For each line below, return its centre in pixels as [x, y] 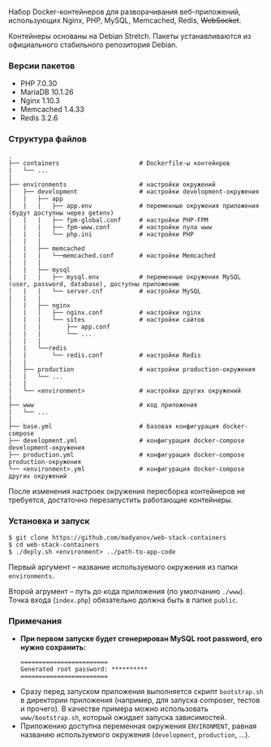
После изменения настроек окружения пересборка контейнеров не [127, 491]
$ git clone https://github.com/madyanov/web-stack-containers [118, 537]
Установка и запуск [49, 521]
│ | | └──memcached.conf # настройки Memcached [112, 255]
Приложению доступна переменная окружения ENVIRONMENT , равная [138, 726]
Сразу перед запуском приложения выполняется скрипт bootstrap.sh [142, 692]
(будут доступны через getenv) [61, 213]
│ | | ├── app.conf [60, 327]
